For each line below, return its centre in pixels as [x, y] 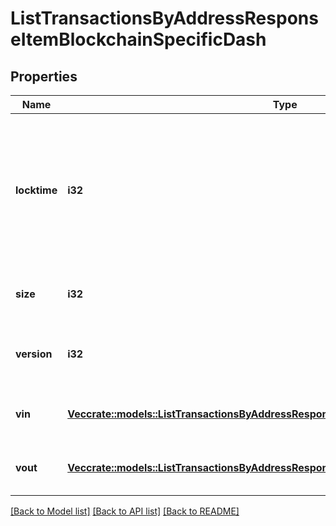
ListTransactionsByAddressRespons [164, 18]
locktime [36, 190]
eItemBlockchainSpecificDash [138, 39]
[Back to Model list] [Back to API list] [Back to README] [125, 511]
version [34, 354]
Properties [44, 76]
